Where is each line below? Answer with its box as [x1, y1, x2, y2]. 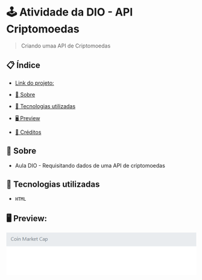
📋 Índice [6, 60, 40, 70]
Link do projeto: [14, 79, 54, 87]
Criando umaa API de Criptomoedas [21, 42, 111, 49]
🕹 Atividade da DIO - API [6, 5, 133, 19]
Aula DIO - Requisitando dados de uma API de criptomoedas [14, 162, 166, 169]
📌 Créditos [14, 128, 42, 136]
